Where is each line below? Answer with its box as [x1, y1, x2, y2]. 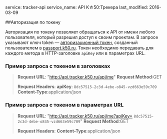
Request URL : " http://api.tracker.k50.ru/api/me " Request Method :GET [17, 74, 162, 80]
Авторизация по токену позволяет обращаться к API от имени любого [5, 29, 155, 34]
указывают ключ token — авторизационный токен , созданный [5, 39, 138, 45]
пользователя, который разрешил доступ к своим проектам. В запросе [5, 34, 158, 40]
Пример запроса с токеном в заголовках [5, 62, 110, 69]
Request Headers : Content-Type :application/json [17, 127, 121, 134]
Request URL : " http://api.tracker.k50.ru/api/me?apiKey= [17, 112, 133, 119]
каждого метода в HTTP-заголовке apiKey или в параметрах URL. [5, 50, 146, 56]
